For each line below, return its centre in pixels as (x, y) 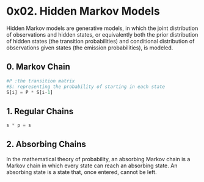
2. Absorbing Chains (46, 144)
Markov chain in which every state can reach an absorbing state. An (92, 166)
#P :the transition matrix (41, 81)
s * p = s (19, 126)
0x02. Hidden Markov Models (83, 11)
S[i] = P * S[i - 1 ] (30, 92)
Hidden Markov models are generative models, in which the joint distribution (102, 28)
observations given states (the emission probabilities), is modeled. (90, 48)
